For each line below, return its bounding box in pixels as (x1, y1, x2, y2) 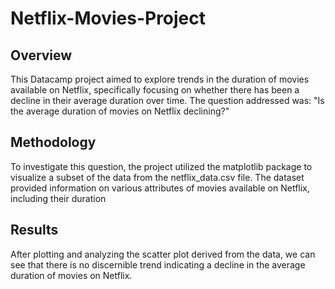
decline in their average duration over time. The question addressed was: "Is (10, 95, 325, 106)
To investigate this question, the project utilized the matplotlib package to (10, 160, 313, 172)
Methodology (10, 134, 97, 151)
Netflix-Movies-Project (10, 7, 207, 30)
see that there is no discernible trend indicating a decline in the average (10, 258, 306, 271)
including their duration (10, 192, 107, 204)
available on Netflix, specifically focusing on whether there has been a (10, 84, 300, 96)
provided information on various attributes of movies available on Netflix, (10, 182, 310, 194)
